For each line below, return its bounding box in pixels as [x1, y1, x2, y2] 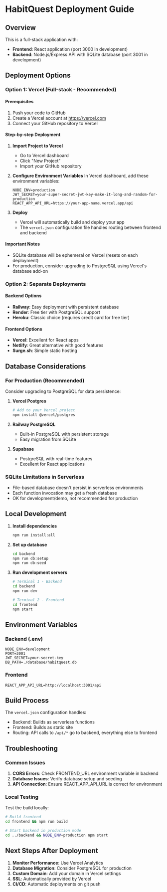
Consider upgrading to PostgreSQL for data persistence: [5, 388, 121, 394]
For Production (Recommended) [5, 377, 85, 384]
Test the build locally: [5, 805, 49, 811]
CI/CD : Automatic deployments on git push [12, 881, 101, 887]
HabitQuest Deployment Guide [5, 3, 135, 15]
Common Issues [5, 759, 46, 766]
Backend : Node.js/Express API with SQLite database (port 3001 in [12, 51, 148, 57]
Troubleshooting [5, 744, 58, 752]
